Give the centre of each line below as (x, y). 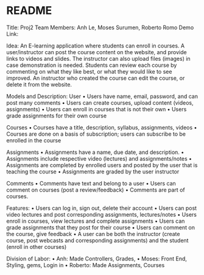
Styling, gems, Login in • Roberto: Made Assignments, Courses (86, 265)
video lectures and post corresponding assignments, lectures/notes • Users (101, 214)
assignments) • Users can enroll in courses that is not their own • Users (97, 109)
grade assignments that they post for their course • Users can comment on (100, 227)
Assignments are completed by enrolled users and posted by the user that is (102, 165)
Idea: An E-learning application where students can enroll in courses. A (96, 46)
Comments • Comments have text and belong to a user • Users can (91, 183)
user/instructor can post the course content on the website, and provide (97, 52)
